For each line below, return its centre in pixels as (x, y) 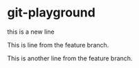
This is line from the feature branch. (58, 45)
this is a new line (31, 32)
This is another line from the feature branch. (70, 58)
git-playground (51, 13)
